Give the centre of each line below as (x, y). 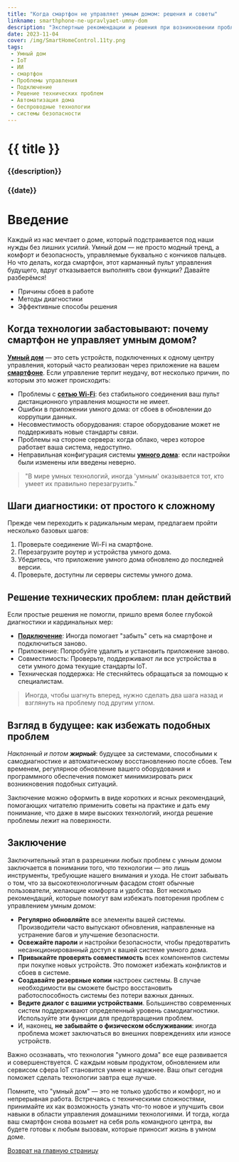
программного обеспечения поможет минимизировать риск (100, 776)
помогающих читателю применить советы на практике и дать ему (109, 805)
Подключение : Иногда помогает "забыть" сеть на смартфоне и (115, 636)
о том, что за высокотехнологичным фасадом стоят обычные (101, 883)
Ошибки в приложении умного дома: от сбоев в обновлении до (115, 409)
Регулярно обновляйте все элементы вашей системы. (102, 919)
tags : (15, 47)
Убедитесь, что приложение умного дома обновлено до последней (121, 560)
